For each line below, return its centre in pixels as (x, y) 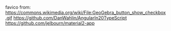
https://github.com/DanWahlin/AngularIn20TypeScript (70, 18)
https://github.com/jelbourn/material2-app (50, 23)
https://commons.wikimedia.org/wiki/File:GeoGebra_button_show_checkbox (86, 12)
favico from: (18, 7)
